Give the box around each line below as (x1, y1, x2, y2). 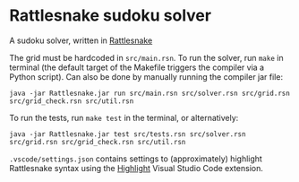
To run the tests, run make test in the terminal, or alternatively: (9, 112, 239, 123)
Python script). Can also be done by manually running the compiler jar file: (9, 71, 284, 82)
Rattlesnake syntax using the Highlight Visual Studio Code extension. (9, 162, 264, 173)
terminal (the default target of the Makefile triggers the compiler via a (9, 62, 265, 73)
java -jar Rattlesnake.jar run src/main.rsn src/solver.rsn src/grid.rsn (9, 89, 291, 98)
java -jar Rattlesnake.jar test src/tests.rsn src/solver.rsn (9, 129, 246, 139)
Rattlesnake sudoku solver (9, 5, 212, 26)
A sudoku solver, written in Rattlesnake (9, 35, 153, 46)
